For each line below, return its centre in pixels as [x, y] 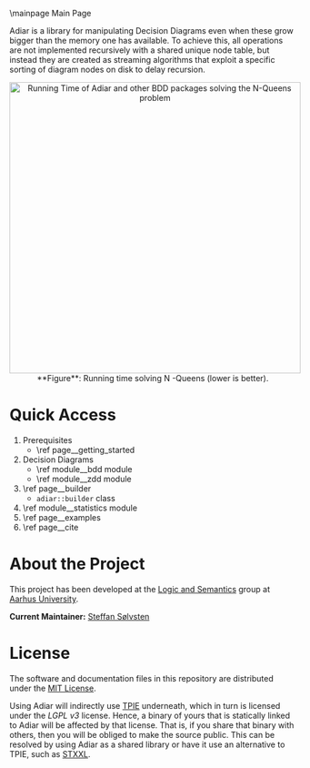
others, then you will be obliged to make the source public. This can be [142, 734]
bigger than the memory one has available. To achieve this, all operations [146, 40]
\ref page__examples [62, 517]
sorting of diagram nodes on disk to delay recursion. [108, 69]
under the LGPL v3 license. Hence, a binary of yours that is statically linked [150, 715]
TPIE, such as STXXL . [50, 753]
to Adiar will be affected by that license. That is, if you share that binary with [152, 725]
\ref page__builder [57, 488]
